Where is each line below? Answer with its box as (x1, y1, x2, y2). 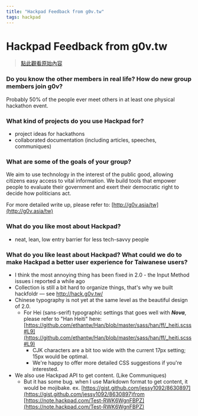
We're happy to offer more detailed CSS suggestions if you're (32, 359, 182, 366)
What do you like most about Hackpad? (6, 222, 121, 230)
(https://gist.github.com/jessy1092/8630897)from (23, 391, 145, 398)
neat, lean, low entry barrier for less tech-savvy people (14, 236, 149, 243)
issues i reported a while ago (14, 277, 86, 284)
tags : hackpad (6, 14, 41, 20)
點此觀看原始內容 (20, 60, 63, 67)
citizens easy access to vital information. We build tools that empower (6, 177, 176, 184)
